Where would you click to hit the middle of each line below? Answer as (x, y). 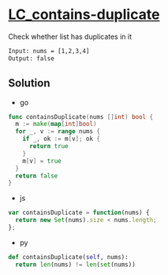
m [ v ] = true (42, 161)
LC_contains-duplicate (84, 15)
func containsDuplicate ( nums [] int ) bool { (81, 116)
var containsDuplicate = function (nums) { (79, 213)
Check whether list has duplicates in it (70, 36)
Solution (29, 84)
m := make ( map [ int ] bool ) (56, 124)
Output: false (32, 58)
